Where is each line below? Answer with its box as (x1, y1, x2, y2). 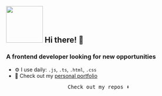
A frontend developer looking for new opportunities (6, 53, 156, 61)
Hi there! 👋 (44, 35, 84, 45)
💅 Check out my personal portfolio (14, 72, 98, 79)
